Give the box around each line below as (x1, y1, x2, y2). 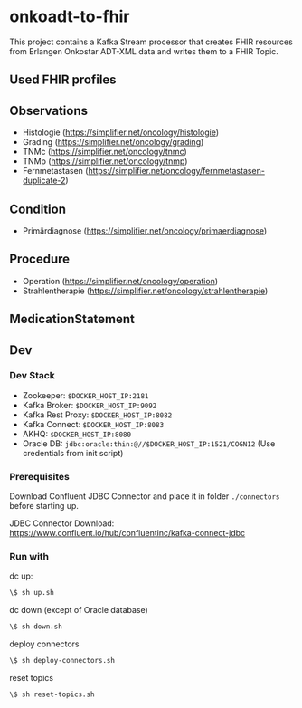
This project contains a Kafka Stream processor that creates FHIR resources (9, 36, 294, 47)
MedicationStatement (9, 311, 136, 327)
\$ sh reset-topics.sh (9, 690, 95, 699)
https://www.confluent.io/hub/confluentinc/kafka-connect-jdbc (9, 528, 246, 539)
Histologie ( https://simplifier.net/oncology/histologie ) (22, 127, 220, 138)
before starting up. (9, 501, 80, 512)
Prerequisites (9, 470, 70, 483)
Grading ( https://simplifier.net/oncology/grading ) (22, 137, 204, 148)
